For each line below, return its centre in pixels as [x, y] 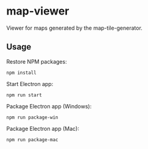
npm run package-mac [33, 140]
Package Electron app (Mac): [43, 128]
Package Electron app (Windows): [49, 106]
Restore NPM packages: [37, 61]
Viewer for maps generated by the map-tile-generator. [75, 28]
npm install [21, 73]
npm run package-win [33, 117]
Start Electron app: [30, 84]
